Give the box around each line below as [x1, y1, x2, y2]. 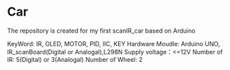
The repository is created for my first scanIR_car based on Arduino [7, 27, 196, 35]
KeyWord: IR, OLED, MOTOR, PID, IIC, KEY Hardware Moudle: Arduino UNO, [7, 39, 220, 48]
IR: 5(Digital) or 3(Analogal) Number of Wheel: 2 [7, 55, 143, 63]
